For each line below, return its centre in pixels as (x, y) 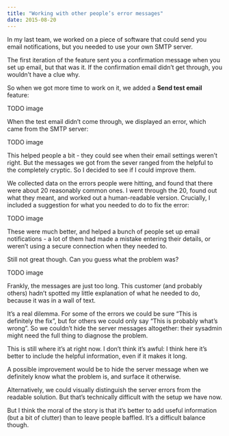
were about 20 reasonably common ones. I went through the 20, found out (112, 190)
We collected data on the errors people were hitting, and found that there (110, 183)
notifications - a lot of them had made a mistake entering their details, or (109, 239)
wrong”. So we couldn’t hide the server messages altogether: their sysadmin (114, 328)
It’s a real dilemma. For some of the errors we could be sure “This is (102, 313)
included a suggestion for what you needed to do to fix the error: (98, 205)
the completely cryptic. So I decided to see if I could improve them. (102, 170)
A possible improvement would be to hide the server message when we (108, 369)
